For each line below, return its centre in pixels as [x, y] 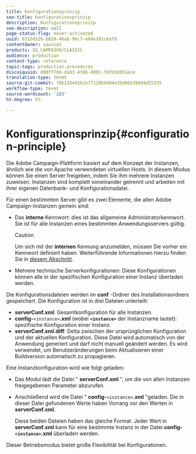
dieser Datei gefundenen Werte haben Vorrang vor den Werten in [94, 403]
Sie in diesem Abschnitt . [44, 259]
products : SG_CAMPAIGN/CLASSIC [44, 50]
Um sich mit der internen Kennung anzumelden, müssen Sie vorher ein [101, 247]
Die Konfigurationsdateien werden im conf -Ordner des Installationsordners [98, 294]
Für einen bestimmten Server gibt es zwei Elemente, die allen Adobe [89, 199]
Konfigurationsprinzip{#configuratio [98, 134]
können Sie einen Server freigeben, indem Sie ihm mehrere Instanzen [90, 176]
